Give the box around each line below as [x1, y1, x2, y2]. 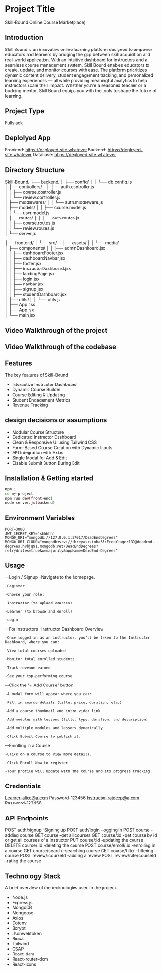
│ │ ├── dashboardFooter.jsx [5, 250, 64, 256]
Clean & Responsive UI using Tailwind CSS [12, 439, 97, 445]
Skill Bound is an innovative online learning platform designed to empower [5, 46, 153, 52]
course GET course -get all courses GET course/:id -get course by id [20, 832, 157, 838]
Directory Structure [5, 166, 65, 174]
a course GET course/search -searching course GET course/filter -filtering [5, 848, 154, 854]
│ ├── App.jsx [5, 307, 34, 313]
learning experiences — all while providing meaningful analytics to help [5, 77, 147, 83]
